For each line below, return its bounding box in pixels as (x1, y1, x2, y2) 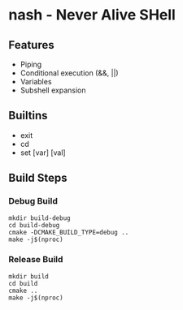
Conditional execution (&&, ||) (20, 68, 120, 78)
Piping (20, 59, 42, 69)
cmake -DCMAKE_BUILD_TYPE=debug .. (8, 228, 129, 236)
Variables (20, 77, 52, 86)
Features (8, 38, 54, 52)
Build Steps (8, 171, 68, 185)
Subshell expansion (20, 85, 86, 95)
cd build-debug (8, 221, 60, 229)
